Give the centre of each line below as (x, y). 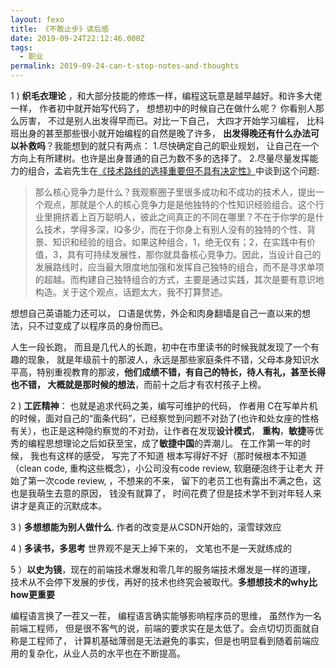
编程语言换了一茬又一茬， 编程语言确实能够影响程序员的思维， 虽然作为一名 (166, 615)
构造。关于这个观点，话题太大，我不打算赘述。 (131, 292)
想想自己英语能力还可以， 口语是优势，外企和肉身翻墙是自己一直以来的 (156, 313)
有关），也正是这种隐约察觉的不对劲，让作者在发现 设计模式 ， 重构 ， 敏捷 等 (162, 430)
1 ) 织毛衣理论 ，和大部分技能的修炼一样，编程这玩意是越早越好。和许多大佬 (166, 95)
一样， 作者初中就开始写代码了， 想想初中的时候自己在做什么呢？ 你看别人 (163, 108)
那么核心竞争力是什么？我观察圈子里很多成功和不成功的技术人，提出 (175, 192)
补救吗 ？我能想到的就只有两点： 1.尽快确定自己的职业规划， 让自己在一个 (169, 145)
